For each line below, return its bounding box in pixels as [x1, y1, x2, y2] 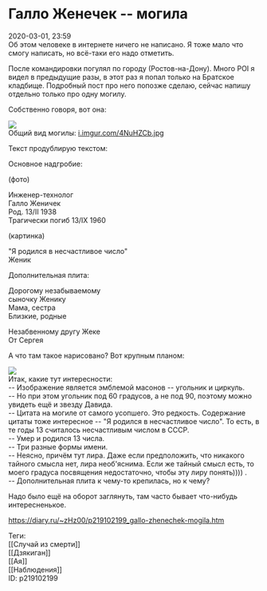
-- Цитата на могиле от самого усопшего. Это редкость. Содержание [8, 408, 245, 418]
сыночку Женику [8, 294, 66, 303]
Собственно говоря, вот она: [8, 105, 107, 114]
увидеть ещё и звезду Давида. [8, 399, 113, 409]
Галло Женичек [8, 198, 61, 208]
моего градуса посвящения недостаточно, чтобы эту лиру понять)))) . [8, 467, 247, 477]
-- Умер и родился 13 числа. [8, 433, 105, 443]
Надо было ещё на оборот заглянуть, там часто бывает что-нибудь [8, 491, 238, 501]
